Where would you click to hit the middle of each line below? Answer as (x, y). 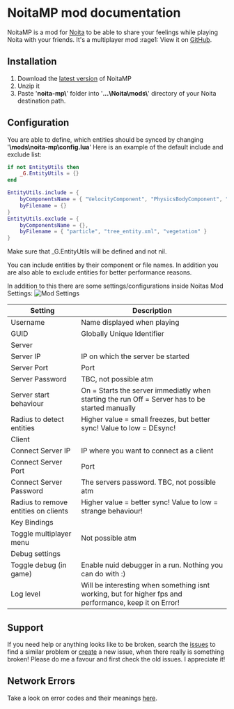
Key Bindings (32, 522)
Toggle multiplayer (41, 534)
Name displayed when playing (130, 323)
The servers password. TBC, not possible (148, 482)
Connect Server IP (41, 451)
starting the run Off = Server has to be (143, 400)
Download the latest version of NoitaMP (75, 78)
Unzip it (29, 86)
